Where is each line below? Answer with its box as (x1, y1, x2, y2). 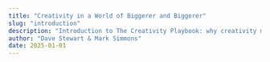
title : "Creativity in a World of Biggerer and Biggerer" (8, 11, 207, 20)
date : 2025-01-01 (8, 42, 67, 50)
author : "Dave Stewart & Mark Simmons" (8, 34, 142, 43)
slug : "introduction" (8, 19, 81, 27)
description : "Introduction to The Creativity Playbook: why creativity (8, 27, 257, 35)
